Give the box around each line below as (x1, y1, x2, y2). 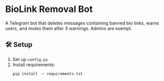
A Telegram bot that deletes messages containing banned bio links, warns (5, 20, 159, 26)
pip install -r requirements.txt (12, 71, 83, 76)
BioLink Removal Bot (5, 3, 93, 15)
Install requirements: (12, 61, 56, 67)
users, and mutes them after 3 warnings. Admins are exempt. (5, 25, 132, 31)
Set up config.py (12, 56, 48, 62)
